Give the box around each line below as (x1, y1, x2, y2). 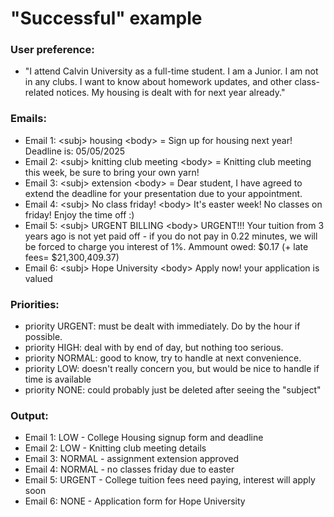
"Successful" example (10, 7, 203, 30)
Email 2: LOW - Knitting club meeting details (24, 442, 207, 454)
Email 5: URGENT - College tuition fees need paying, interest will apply (24, 474, 316, 486)
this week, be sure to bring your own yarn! (24, 166, 200, 178)
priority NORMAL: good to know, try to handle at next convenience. (24, 352, 302, 364)
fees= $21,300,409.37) (24, 251, 120, 263)
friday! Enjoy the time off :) (24, 208, 135, 221)
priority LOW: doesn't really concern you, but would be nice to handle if (24, 363, 320, 375)
